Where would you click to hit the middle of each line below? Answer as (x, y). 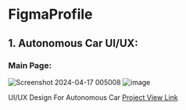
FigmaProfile (50, 14)
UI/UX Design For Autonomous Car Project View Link (93, 97)
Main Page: (30, 66)
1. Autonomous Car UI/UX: (73, 43)
